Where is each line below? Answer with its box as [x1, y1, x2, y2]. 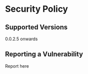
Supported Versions [5, 23, 67, 31]
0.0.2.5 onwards [5, 36, 38, 42]
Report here [5, 63, 29, 69]
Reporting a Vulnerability [5, 50, 83, 58]
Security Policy [5, 3, 68, 15]
